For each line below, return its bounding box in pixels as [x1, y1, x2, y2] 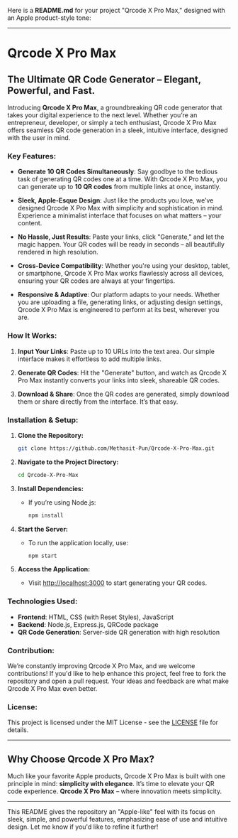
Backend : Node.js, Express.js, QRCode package [17, 620, 159, 628]
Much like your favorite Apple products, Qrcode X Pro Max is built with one [7, 772, 226, 780]
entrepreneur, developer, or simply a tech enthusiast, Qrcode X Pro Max [7, 119, 217, 127]
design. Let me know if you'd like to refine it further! [7, 822, 159, 831]
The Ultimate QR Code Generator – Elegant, [7, 73, 202, 85]
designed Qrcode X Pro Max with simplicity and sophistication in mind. [17, 204, 225, 213]
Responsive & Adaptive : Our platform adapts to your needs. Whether [17, 291, 220, 299]
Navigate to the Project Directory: [17, 458, 119, 466]
